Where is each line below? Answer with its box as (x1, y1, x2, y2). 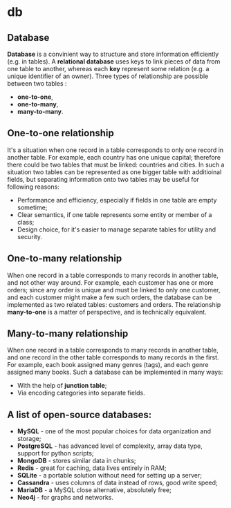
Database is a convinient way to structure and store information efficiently (7, 50, 219, 58)
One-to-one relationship (7, 127, 114, 139)
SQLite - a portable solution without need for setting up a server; (17, 471, 203, 480)
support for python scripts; (17, 449, 95, 458)
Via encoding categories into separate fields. (17, 388, 145, 397)
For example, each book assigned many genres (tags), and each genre (7, 361, 209, 369)
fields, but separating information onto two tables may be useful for (7, 175, 199, 183)
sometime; (17, 203, 48, 211)
